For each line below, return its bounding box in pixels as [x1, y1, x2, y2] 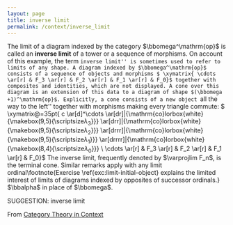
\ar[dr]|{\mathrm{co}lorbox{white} [105, 109, 204, 118]
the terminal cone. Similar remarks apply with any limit [7, 161, 162, 169]
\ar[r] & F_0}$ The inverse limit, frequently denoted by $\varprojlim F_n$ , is [7, 153, 221, 162]
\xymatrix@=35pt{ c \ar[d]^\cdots [7, 109, 104, 118]
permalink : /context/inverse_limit [7, 23, 111, 30]
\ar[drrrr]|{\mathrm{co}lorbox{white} [99, 135, 205, 143]
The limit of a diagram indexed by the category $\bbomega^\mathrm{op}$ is [7, 42, 226, 51]
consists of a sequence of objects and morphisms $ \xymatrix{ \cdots [7, 70, 216, 77]
